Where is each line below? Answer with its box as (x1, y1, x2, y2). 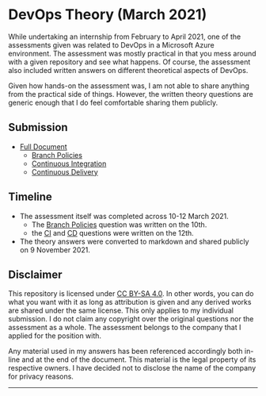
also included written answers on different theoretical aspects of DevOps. (8, 65, 249, 75)
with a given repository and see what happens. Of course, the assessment (8, 57, 251, 67)
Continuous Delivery (31, 167, 99, 176)
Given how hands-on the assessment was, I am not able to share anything (8, 81, 249, 90)
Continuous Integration (31, 159, 107, 168)
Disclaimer (8, 267, 63, 281)
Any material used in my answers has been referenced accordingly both (8, 347, 243, 356)
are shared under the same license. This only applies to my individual (8, 306, 234, 315)
